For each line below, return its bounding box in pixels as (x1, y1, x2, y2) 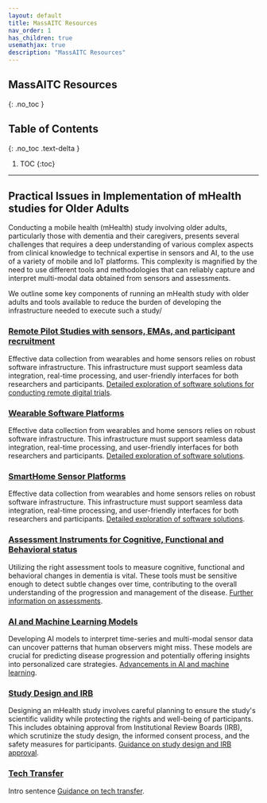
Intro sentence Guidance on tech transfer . (8, 785, 145, 796)
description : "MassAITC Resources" (8, 49, 126, 57)
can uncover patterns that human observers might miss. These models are (8, 642, 253, 652)
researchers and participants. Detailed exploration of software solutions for (8, 379, 254, 388)
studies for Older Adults (8, 202, 130, 216)
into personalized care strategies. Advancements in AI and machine (8, 659, 230, 669)
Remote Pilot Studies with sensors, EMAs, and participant (8, 325, 236, 337)
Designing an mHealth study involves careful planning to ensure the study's (8, 706, 256, 715)
